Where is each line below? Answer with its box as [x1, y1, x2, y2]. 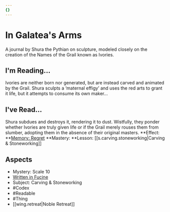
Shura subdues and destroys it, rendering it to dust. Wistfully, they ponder [5, 119, 160, 125]
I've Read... [5, 105, 42, 114]
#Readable [12, 190, 36, 196]
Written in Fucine [12, 174, 48, 180]
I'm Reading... [5, 66, 51, 75]
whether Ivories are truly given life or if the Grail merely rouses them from [5, 124, 159, 130]
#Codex [12, 185, 29, 191]
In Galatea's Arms [5, 29, 82, 41]
